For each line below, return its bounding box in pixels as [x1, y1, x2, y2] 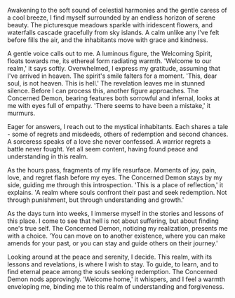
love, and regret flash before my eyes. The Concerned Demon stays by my [7, 173, 223, 182]
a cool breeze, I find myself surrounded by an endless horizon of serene [7, 13, 216, 22]
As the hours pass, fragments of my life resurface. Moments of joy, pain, [7, 166, 217, 174]
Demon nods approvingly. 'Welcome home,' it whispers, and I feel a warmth [7, 275, 226, 283]
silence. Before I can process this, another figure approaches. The [7, 87, 199, 95]
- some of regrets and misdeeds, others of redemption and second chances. [7, 130, 229, 138]
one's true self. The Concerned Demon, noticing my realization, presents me [7, 224, 228, 232]
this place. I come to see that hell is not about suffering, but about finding [7, 217, 219, 225]
